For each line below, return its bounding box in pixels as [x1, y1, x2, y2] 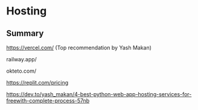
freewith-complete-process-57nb [6, 97, 90, 104]
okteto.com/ [6, 67, 37, 75]
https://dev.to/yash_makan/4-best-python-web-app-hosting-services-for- [6, 91, 192, 97]
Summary [6, 28, 44, 38]
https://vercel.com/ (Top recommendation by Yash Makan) [6, 44, 152, 51]
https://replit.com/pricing [6, 79, 69, 86]
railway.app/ [6, 56, 37, 63]
